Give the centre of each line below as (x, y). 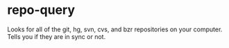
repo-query (41, 10)
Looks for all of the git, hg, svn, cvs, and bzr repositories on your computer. (115, 29)
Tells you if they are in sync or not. (57, 36)
